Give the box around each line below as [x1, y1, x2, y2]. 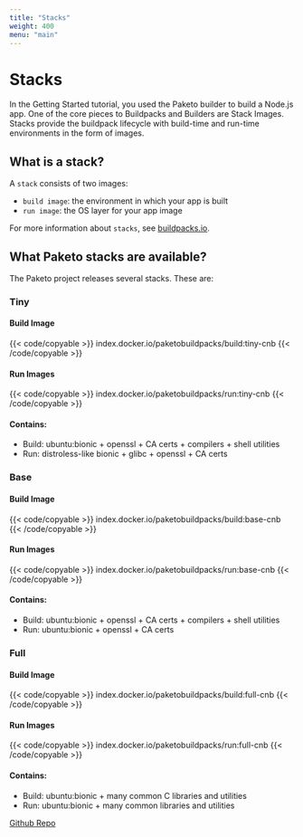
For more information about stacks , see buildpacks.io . [9, 223, 211, 233]
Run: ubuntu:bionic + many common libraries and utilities [22, 800, 235, 811]
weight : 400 [9, 22, 54, 31]
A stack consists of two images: [9, 178, 128, 189]
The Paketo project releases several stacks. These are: [9, 272, 214, 283]
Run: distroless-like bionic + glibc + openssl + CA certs [22, 449, 228, 460]
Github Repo [9, 817, 56, 828]
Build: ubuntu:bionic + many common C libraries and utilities [22, 790, 247, 801]
